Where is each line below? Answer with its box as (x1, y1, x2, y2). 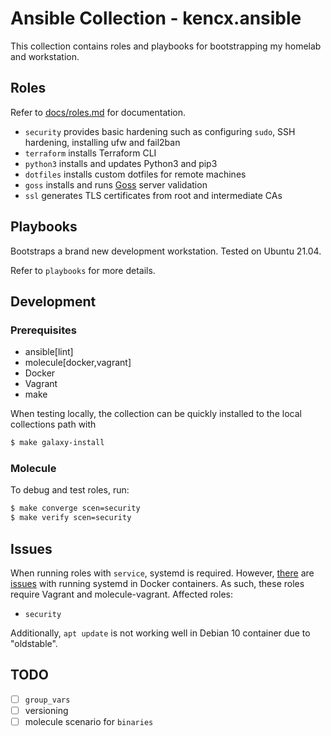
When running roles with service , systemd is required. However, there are (10, 567, 315, 579)
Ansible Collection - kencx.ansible (10, 7, 302, 30)
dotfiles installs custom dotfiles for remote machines (24, 168, 247, 180)
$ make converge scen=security (10, 503, 141, 514)
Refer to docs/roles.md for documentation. (10, 106, 186, 118)
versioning (24, 704, 69, 716)
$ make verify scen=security (10, 513, 132, 523)
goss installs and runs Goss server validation (24, 178, 208, 191)
